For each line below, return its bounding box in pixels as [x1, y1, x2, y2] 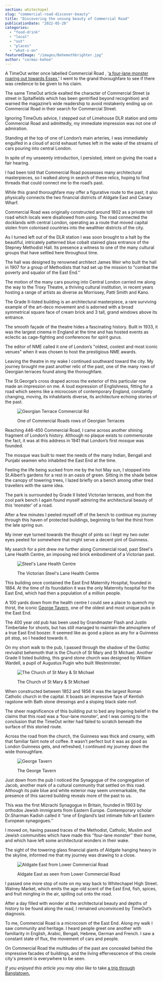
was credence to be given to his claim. [5, 81, 83, 87]
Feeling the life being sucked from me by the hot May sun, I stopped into [5, 467, 150, 473]
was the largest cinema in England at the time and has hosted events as [5, 329, 149, 335]
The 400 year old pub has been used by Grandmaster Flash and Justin [5, 619, 147, 625]
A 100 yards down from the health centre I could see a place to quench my [5, 600, 155, 606]
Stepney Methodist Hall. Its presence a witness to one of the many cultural [5, 245, 155, 250]
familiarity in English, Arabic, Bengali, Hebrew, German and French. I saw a [5, 931, 155, 937]
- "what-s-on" [9, 48, 38, 53]
